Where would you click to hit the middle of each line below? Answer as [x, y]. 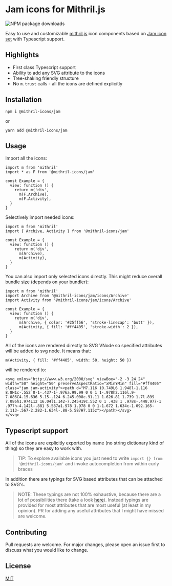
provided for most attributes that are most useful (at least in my [84, 505]
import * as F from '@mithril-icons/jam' [50, 172]
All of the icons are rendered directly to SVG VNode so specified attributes [84, 346]
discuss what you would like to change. [47, 550]
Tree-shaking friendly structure [46, 78]
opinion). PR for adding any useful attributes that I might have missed [91, 511]
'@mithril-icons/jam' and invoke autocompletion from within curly [89, 464]
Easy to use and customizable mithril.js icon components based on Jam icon [86, 33]
